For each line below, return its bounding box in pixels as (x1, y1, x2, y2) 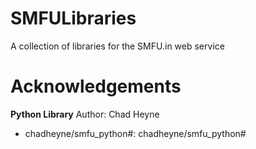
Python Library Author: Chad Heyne (10, 108, 160, 120)
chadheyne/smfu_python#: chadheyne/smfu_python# (24, 127, 247, 139)
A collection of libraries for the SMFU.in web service (10, 40, 225, 52)
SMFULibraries (10, 7, 137, 30)
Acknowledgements (10, 75, 182, 98)
